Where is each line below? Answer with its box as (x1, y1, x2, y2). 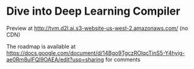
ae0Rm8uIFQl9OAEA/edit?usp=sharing (6, 56, 104, 63)
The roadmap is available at (6, 43, 76, 50)
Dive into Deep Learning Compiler (6, 4, 181, 18)
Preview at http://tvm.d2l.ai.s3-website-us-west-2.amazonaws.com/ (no (6, 24, 189, 32)
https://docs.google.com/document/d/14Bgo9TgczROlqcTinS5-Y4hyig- (6, 49, 185, 56)
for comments (105, 56, 141, 63)
